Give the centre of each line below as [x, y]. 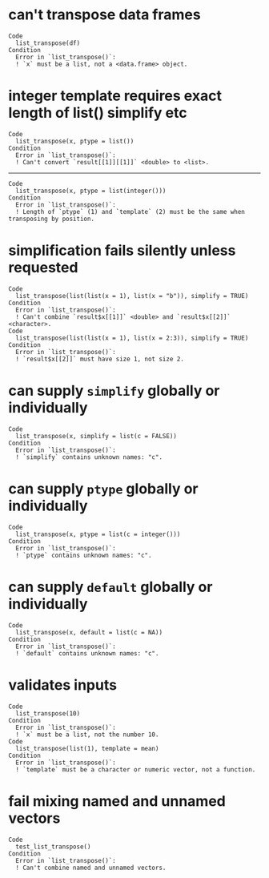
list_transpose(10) [48, 713]
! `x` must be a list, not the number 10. [87, 735]
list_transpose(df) [48, 43]
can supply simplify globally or [114, 391]
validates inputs [63, 685]
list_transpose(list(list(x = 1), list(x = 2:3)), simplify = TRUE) [132, 338]
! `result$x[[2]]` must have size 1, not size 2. [100, 359]
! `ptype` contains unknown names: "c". [84, 555]
